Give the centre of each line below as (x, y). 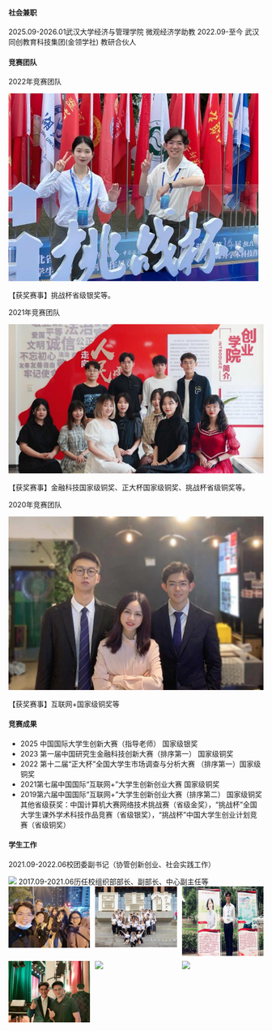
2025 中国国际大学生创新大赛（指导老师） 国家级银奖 (109, 744)
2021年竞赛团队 (34, 313)
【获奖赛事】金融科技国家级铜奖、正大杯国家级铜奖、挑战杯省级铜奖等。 (129, 487)
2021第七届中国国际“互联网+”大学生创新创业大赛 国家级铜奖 (120, 784)
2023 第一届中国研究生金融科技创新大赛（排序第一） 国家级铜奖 (127, 753)
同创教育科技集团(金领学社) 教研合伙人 (72, 42)
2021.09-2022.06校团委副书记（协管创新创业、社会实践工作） (112, 864)
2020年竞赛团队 (35, 504)
